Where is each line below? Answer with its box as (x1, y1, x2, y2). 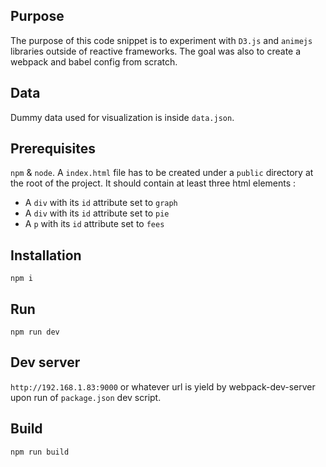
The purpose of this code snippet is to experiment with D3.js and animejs (10, 34, 313, 46)
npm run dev (10, 327, 60, 338)
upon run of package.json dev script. (10, 391, 162, 403)
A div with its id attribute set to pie (24, 207, 170, 219)
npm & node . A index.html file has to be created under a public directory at (10, 167, 314, 179)
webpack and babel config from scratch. (10, 55, 178, 68)
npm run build (10, 447, 70, 457)
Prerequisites (10, 140, 96, 158)
